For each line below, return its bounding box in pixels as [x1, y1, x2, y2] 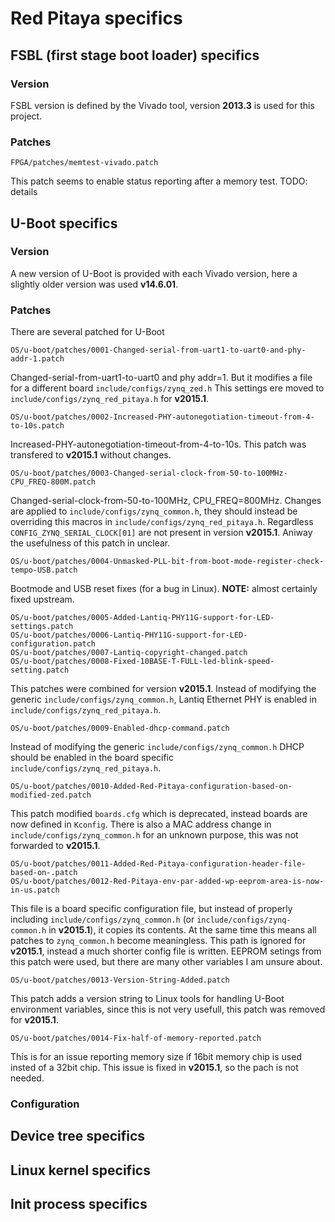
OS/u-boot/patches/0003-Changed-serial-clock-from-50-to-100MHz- [10, 468, 288, 479]
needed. [10, 1072, 45, 1084]
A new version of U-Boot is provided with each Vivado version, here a [10, 267, 298, 279]
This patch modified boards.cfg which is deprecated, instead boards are [10, 808, 308, 820]
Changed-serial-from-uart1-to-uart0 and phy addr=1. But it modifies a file [10, 372, 313, 384]
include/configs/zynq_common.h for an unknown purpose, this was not [10, 829, 299, 841]
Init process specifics [10, 1196, 148, 1213]
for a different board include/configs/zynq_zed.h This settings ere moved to [10, 382, 325, 394]
